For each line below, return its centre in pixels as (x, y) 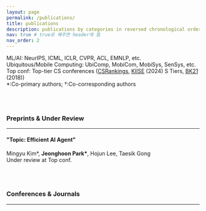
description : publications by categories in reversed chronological (96, 29)
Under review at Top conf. (39, 159)
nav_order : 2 (23, 40)
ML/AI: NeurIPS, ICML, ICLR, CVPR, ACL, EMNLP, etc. (74, 58)
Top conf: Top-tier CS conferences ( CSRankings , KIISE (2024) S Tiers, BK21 (102, 71)
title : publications (33, 23)
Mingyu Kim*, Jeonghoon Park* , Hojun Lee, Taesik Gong (78, 153)
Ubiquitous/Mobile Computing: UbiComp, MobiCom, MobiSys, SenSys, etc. (101, 64)
